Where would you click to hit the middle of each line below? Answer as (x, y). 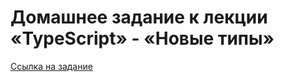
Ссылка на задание (51, 66)
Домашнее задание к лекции (139, 17)
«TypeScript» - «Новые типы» (142, 38)
